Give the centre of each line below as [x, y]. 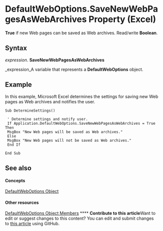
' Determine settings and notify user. [48, 119]
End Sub [13, 153]
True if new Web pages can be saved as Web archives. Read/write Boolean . [81, 33]
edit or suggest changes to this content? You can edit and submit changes [80, 218]
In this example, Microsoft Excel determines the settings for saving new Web [82, 96]
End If [14, 145]
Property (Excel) [122, 19]
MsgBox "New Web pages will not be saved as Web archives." [69, 140]
